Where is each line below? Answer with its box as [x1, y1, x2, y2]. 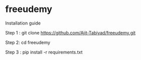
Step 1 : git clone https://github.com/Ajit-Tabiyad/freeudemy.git [5, 29, 136, 35]
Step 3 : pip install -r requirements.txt [5, 49, 83, 55]
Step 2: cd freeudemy [5, 39, 50, 45]
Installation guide [5, 20, 41, 26]
